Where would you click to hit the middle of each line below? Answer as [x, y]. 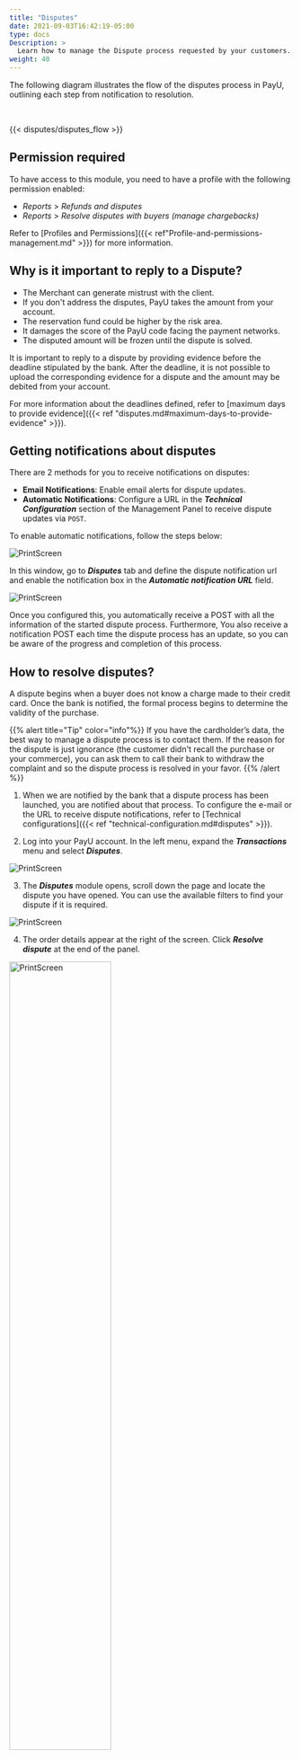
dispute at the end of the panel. [81, 950]
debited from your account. [60, 386]
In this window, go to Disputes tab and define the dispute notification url [143, 570]
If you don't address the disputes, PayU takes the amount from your [148, 302]
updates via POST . [54, 518]
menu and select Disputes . [72, 851]
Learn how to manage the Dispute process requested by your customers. [155, 51]
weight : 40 [30, 59]
